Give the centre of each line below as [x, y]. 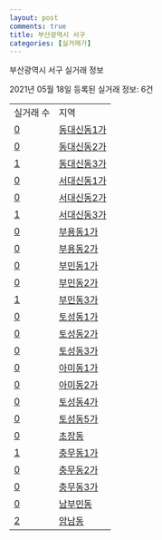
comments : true [38, 26]
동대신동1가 [82, 130]
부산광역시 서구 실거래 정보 [57, 70]
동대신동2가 [82, 147]
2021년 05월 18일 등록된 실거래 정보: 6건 [81, 89]
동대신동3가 [82, 164]
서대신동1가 [82, 181]
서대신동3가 [82, 215]
